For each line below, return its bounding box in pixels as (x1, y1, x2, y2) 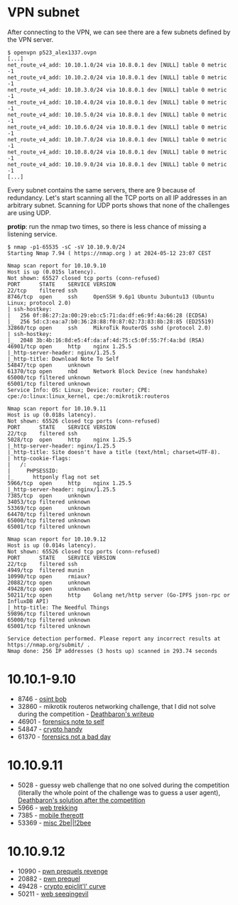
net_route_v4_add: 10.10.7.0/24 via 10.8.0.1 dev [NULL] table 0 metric (7, 136, 227, 143)
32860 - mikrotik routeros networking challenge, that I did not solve (17, 702, 216, 710)
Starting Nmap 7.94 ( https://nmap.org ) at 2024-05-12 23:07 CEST (7, 249, 212, 256)
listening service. (7, 229, 58, 238)
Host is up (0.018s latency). (7, 411, 97, 418)
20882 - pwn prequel (17, 874, 80, 883)
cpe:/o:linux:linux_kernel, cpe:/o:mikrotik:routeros (7, 392, 171, 400)
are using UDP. (7, 208, 51, 217)
